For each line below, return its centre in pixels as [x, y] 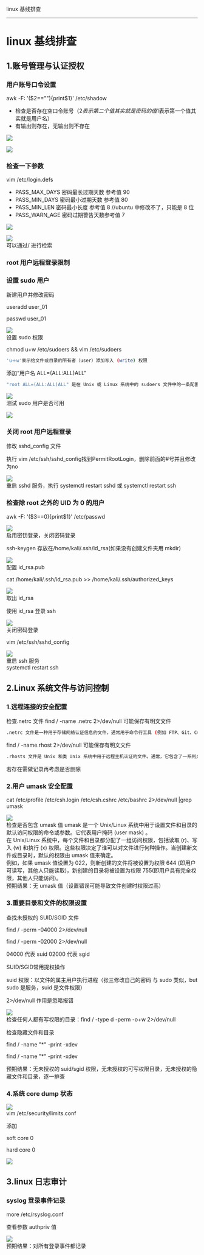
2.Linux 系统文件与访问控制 [58, 688]
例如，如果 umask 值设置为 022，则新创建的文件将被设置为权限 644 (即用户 [101, 863]
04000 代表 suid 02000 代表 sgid [48, 954]
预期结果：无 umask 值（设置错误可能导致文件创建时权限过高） [85, 886]
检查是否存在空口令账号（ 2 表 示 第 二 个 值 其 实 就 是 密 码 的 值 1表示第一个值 [103, 111]
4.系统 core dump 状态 [39, 1093]
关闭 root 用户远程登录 [39, 432]
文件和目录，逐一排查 [38, 1076]
